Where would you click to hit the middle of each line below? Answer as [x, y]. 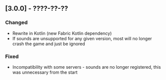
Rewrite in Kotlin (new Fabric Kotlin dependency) [62, 33]
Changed [17, 23]
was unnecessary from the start [45, 72]
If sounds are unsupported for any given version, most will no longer [82, 38]
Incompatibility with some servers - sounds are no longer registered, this [86, 67]
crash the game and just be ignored [49, 44]
